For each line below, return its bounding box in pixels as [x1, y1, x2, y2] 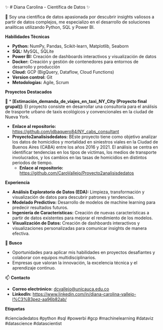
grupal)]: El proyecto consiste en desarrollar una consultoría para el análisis [5, 103, 157, 109]
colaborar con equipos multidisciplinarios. [12, 255, 96, 260]
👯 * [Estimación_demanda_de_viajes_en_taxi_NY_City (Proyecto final [5, 99, 147, 104]
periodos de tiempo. [12, 160, 53, 165]
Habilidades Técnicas [5, 34, 50, 40]
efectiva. [12, 230, 30, 236]
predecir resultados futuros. [12, 205, 69, 210]
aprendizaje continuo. [12, 265, 56, 270]
